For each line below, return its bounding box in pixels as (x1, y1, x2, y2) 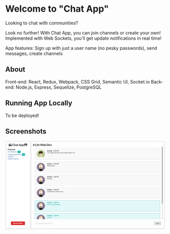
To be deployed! (5, 112, 40, 119)
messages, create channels (5, 50, 63, 56)
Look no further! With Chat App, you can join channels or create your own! (5, 30, 161, 36)
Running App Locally (5, 99, 73, 107)
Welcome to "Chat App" (5, 3, 109, 15)
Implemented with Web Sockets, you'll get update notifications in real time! (5, 35, 162, 41)
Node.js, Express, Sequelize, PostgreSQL (15, 84, 102, 90)
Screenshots (5, 127, 47, 135)
